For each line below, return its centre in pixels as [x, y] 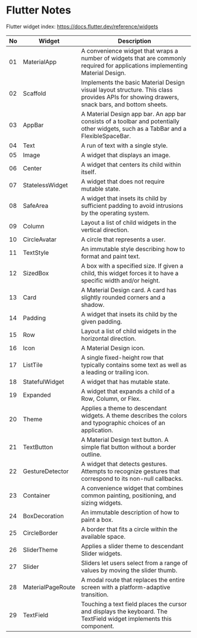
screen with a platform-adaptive [126, 587]
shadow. [93, 305]
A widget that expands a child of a [128, 391]
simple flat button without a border [129, 447]
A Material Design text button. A [125, 440]
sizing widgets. [102, 502]
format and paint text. [111, 256]
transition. [95, 595]
